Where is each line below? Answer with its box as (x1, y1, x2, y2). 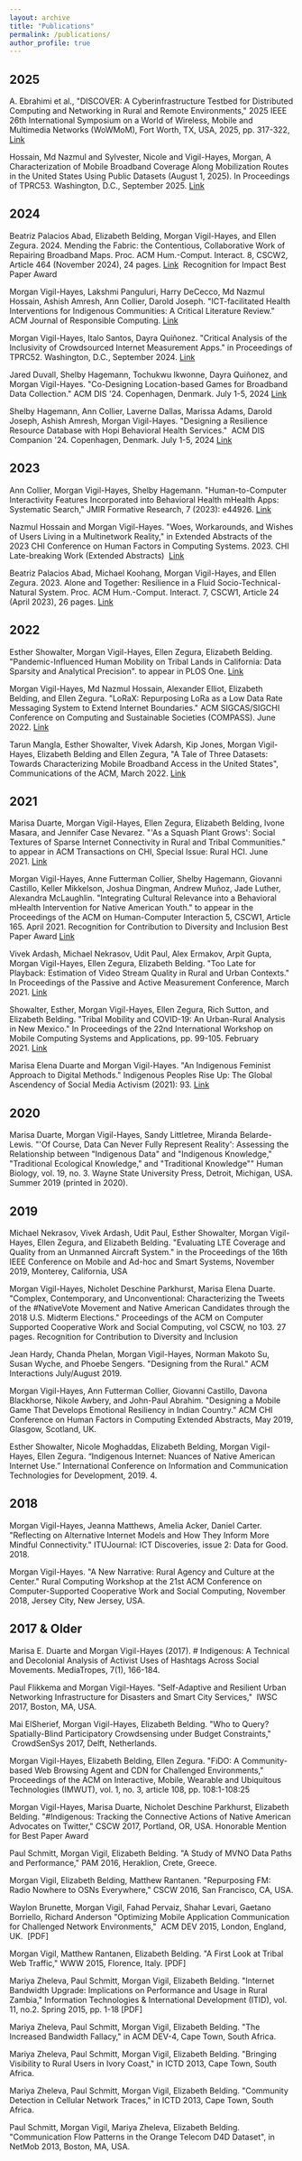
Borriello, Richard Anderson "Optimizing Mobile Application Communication (9, 1911, 290, 1922)
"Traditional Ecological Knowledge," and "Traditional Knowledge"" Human (9, 1159, 284, 1169)
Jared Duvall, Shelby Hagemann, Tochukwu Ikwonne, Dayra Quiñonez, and (9, 369, 288, 380)
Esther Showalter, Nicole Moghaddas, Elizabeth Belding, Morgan (9, 1441, 249, 1452)
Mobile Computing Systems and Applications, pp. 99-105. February (9, 1033, 260, 1044)
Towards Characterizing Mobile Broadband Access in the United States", (9, 758, 279, 769)
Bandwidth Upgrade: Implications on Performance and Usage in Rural (9, 1984, 268, 1995)
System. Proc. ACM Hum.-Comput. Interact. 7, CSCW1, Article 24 (38, 586, 279, 597)
